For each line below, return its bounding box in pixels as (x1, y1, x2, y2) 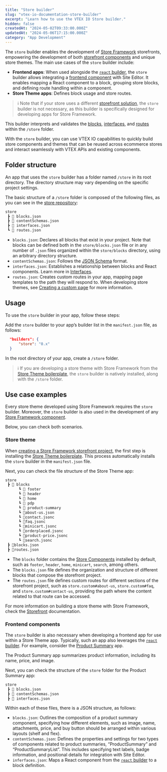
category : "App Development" (5, 35, 66, 40)
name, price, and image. (5, 657, 55, 663)
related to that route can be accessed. (12, 593, 91, 599)
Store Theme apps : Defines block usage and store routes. (12, 90, 132, 96)
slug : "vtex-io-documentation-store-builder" (5, 12, 101, 17)
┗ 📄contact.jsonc (18, 515, 55, 520)
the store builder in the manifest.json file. (5, 458, 92, 464)
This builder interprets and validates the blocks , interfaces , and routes (5, 121, 150, 127)
